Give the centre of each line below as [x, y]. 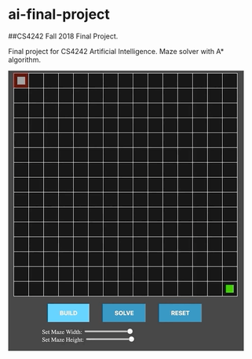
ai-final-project [59, 15]
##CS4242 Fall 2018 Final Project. [63, 36]
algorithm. [25, 60]
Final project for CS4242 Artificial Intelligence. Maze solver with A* [116, 51]
